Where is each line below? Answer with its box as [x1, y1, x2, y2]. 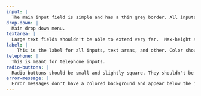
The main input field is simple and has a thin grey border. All [11, 14, 178, 20]
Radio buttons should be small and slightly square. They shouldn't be [11, 70, 194, 76]
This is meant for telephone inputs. [11, 58, 106, 64]
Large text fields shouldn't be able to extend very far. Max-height [11, 36, 191, 42]
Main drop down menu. [11, 25, 66, 32]
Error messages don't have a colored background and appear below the [11, 81, 191, 87]
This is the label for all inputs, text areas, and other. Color [17, 48, 184, 54]
